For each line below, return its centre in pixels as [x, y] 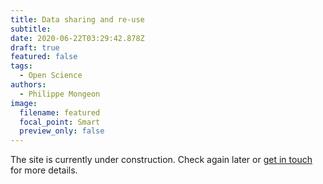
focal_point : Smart [60, 122]
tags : [21, 66]
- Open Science [51, 76]
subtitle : [31, 29]
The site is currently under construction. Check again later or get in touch [161, 160]
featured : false [44, 57]
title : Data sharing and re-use [77, 19]
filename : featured [60, 112]
